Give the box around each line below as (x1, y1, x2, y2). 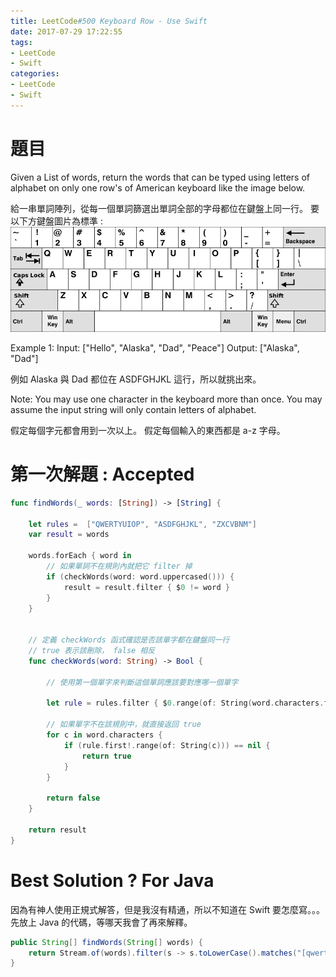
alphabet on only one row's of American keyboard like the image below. (10, 181, 306, 194)
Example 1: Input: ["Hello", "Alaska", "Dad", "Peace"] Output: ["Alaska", (10, 341, 300, 354)
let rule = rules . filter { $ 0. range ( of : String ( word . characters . (46, 698, 325, 709)
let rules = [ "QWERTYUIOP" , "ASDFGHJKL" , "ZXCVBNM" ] (28, 519, 257, 529)
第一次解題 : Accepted (10, 463, 195, 486)
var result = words (28, 530, 110, 540)
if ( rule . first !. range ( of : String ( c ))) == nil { (63, 740, 271, 750)
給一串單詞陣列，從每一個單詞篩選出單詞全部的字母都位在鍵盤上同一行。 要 (10, 202, 320, 214)
